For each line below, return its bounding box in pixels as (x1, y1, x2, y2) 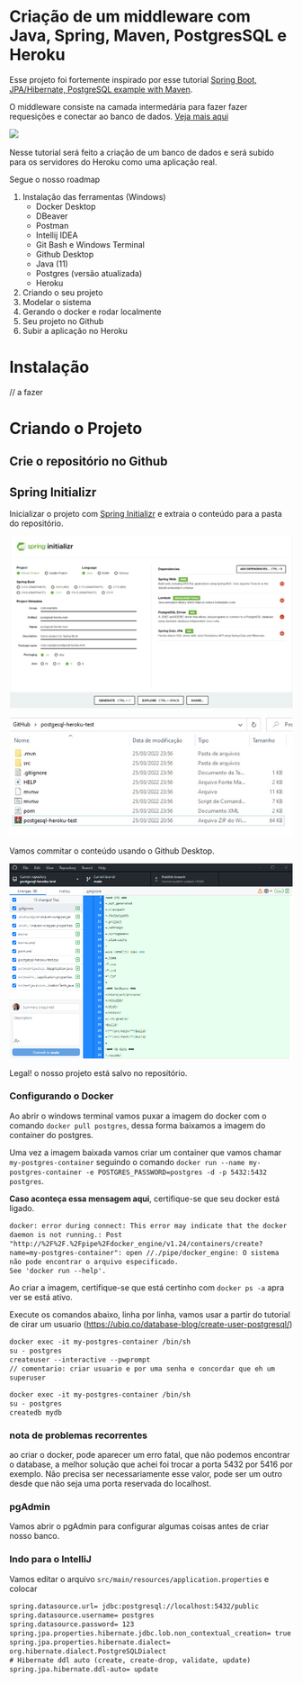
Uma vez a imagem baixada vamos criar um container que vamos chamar (9, 1146, 282, 1158)
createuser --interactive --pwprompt (9, 1355, 151, 1364)
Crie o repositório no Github (9, 454, 168, 469)
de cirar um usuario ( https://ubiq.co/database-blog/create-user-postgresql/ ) (9, 1318, 293, 1329)
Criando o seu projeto (22, 286, 103, 298)
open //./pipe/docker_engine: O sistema (125, 1248, 280, 1257)
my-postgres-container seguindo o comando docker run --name (9, 1156, 245, 1167)
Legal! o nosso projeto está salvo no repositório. (9, 1067, 188, 1078)
